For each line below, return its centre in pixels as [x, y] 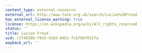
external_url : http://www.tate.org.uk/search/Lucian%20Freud [71, 15]
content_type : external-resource [41, 10]
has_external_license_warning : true [44, 19]
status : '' [17, 29]
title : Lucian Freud [27, 33]
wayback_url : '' [22, 43]
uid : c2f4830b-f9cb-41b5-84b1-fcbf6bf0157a [52, 38]
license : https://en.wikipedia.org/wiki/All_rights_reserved [71, 24]
